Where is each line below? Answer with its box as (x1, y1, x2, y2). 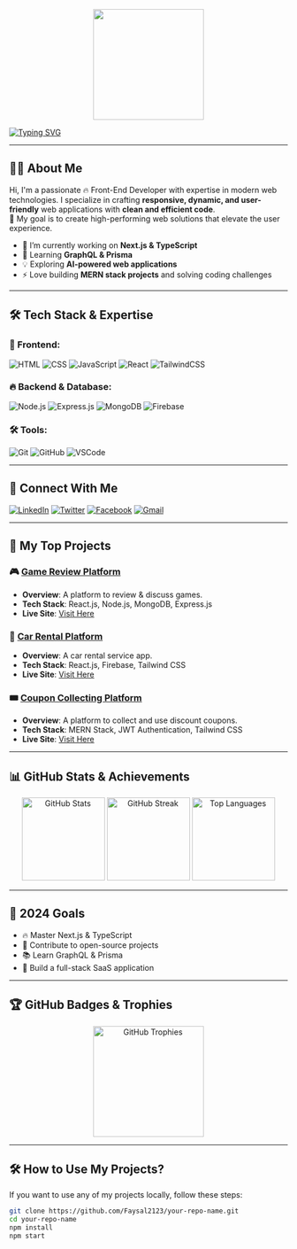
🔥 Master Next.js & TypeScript (21, 929, 133, 940)
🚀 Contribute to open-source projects (21, 939, 159, 950)
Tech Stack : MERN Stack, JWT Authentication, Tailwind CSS (21, 725, 243, 735)
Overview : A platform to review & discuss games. (21, 589, 203, 600)
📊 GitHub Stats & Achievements (9, 769, 190, 784)
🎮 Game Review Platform (9, 566, 121, 578)
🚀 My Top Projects (9, 539, 111, 554)
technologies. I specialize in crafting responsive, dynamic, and (9, 194, 240, 205)
